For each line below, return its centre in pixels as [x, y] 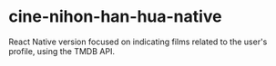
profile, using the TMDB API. [62, 51]
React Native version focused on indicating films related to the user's [138, 42]
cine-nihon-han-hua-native [115, 17]
